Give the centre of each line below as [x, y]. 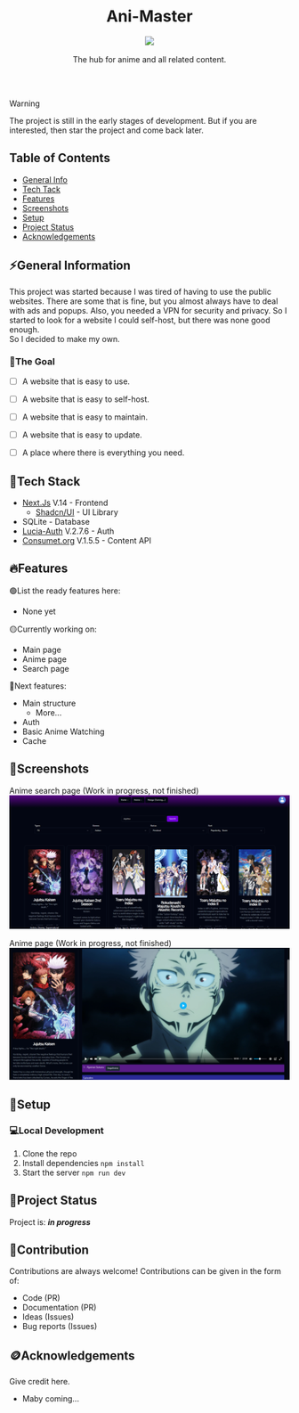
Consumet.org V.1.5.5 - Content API [87, 540]
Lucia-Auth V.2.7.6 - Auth [68, 531]
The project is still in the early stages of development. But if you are [133, 120]
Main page [42, 649]
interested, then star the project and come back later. [107, 130]
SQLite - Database [56, 521]
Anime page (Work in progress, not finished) [90, 943]
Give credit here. [40, 1382]
